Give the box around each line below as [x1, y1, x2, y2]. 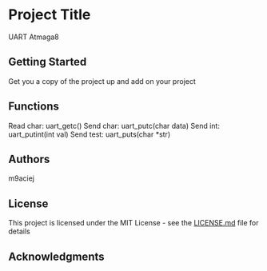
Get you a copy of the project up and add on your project [8, 76, 196, 86]
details [8, 226, 30, 237]
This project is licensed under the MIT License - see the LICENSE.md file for [8, 218, 259, 228]
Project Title [8, 6, 91, 24]
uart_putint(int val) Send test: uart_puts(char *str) [8, 130, 170, 139]
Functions [8, 100, 60, 114]
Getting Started [8, 55, 87, 69]
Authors [8, 152, 50, 165]
